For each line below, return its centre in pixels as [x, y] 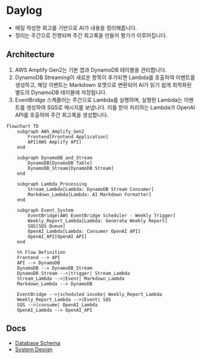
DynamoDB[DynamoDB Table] [60, 163]
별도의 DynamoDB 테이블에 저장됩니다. [61, 92]
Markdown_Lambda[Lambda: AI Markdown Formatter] [90, 195]
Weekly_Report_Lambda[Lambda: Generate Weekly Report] [98, 221]
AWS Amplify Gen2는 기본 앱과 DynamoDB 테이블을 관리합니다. [91, 70]
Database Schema [37, 343]
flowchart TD [22, 126]
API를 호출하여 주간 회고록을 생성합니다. [62, 115]
